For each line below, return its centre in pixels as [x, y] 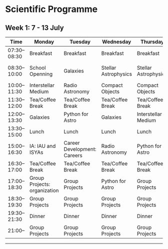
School [37, 68]
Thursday [152, 42]
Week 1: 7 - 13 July [34, 28]
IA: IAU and [42, 146]
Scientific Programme [51, 9]
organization [44, 190]
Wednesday [117, 42]
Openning [41, 74]
